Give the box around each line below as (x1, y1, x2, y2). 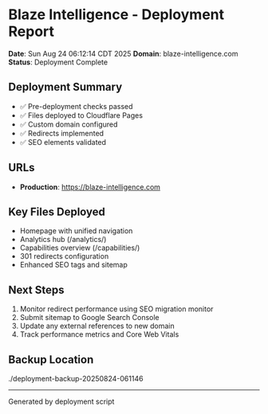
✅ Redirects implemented (19, 128, 104, 138)
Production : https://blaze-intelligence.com (19, 182, 161, 192)
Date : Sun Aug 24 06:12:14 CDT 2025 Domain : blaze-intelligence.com (8, 49, 238, 58)
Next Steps (8, 283, 65, 296)
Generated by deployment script (8, 396, 115, 406)
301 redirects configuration (19, 252, 109, 261)
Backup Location (8, 353, 94, 366)
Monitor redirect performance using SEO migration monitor (19, 304, 214, 314)
